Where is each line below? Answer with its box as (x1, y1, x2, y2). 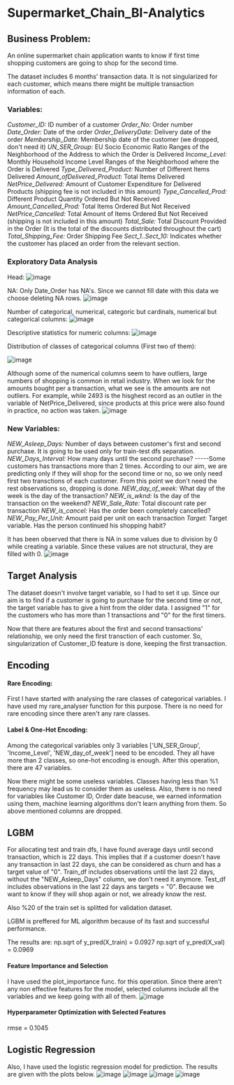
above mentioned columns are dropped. (7, 807, 123, 815)
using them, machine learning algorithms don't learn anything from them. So (7, 799, 227, 807)
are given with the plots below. (7, 1070, 96, 1078)
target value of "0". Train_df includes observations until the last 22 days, (7, 867, 215, 876)
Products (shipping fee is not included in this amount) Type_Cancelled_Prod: (7, 187, 227, 196)
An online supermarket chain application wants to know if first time (7, 51, 200, 59)
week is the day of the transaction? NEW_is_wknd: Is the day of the (7, 491, 200, 499)
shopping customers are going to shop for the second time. (7, 59, 178, 67)
